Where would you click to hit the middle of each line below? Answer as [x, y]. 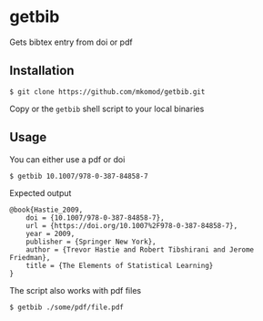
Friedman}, [30, 257]
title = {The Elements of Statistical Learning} [120, 265]
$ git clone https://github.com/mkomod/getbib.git [107, 92]
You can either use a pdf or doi [67, 159]
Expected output [40, 192]
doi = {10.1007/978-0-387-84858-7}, [96, 217]
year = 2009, [51, 233]
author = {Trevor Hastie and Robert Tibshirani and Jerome [140, 249]
